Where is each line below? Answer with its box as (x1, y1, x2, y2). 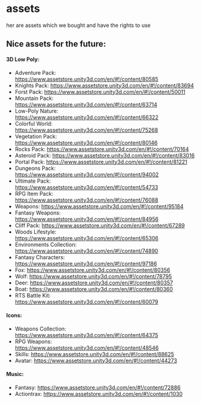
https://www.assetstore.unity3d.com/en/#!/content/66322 (14, 113, 159, 121)
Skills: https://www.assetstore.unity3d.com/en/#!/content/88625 (14, 350, 175, 357)
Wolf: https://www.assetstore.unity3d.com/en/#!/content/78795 (14, 272, 172, 280)
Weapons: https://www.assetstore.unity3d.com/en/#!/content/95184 (14, 202, 184, 210)
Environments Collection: (14, 241, 77, 248)
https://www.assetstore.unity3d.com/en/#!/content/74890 (14, 247, 159, 254)
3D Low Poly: (6, 56, 40, 63)
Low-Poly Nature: (14, 107, 59, 114)
